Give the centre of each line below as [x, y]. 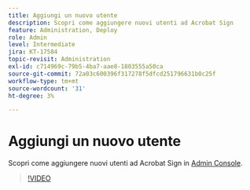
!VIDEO [39, 178]
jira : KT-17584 [33, 52]
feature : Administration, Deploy [63, 30]
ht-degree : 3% [31, 96]
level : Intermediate [42, 45]
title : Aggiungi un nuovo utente [63, 15]
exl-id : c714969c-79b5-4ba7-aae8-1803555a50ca [86, 67]
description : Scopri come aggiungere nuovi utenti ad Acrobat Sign [121, 23]
